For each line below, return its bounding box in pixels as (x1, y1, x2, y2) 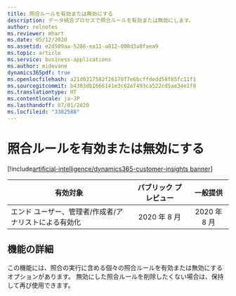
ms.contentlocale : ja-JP (7, 96, 80, 103)
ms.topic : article (7, 50, 61, 57)
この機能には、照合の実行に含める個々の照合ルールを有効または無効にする (7, 263, 223, 271)
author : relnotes (7, 23, 58, 30)
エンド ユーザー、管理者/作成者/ (11, 207, 117, 217)
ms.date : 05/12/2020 (7, 37, 68, 44)
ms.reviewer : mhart (7, 30, 65, 37)
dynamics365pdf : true (7, 69, 71, 76)
